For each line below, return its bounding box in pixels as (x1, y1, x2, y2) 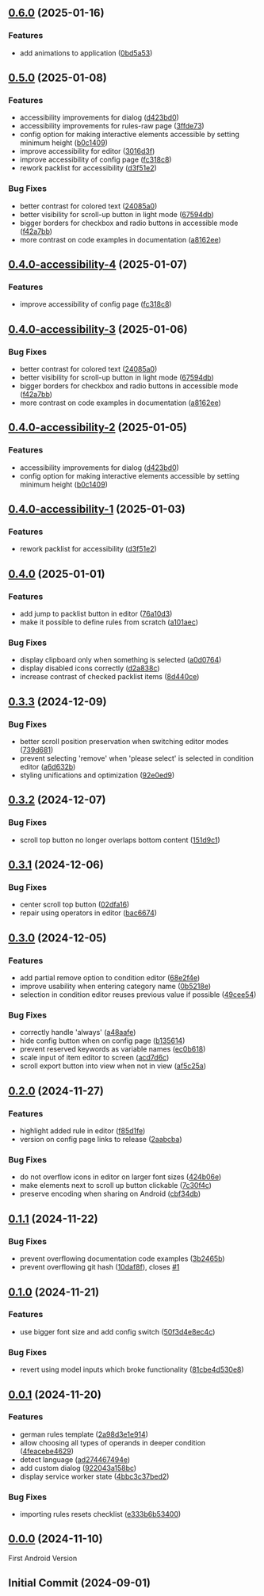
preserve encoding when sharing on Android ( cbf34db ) (19, 1189, 201, 1199)
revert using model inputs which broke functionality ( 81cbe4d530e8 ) (19, 1365, 244, 1374)
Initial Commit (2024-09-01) (8, 1576, 151, 1590)
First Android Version (8, 1553, 78, 1563)
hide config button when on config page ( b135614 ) (19, 1036, 186, 1045)
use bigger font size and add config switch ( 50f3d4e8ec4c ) (19, 1327, 216, 1336)
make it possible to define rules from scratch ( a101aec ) (19, 617, 198, 627)
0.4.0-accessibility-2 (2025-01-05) (8, 421, 188, 434)
